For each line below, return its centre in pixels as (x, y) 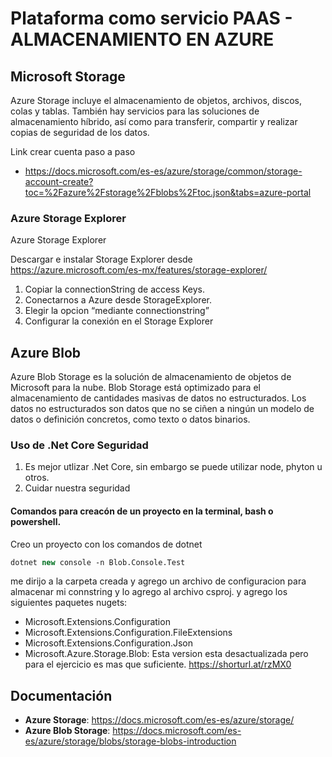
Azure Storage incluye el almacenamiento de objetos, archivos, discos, (156, 100)
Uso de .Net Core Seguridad (79, 445)
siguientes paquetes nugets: (69, 603)
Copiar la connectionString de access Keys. (114, 289)
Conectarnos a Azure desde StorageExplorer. (118, 300)
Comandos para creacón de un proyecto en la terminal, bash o (142, 511)
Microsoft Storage (68, 76)
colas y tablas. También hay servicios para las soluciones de (135, 111)
